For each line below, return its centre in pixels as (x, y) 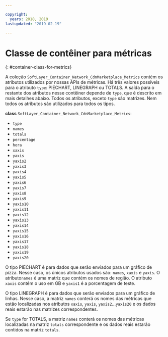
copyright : (17, 14)
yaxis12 (20, 215)
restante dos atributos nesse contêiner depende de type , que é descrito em (83, 93)
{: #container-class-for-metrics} (38, 67)
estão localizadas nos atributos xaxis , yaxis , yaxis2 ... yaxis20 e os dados (80, 304)
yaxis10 (20, 204)
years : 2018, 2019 (29, 19)
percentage (24, 140)
